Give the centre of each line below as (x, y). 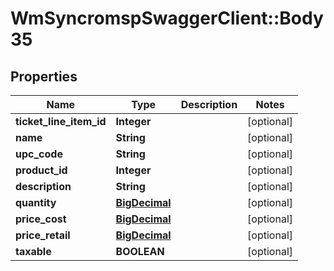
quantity (36, 202)
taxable (33, 251)
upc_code (39, 154)
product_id (41, 170)
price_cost (41, 219)
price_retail (43, 235)
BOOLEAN (140, 251)
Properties (44, 76)
